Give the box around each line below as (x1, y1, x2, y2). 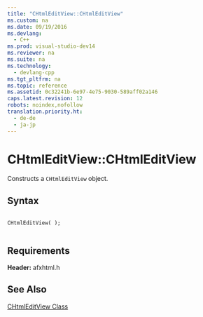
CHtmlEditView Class (7, 302, 69, 311)
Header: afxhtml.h (7, 264, 61, 272)
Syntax (7, 194, 39, 207)
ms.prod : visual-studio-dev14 (7, 43, 96, 50)
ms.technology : (7, 62, 52, 69)
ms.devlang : (7, 29, 42, 37)
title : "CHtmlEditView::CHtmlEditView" (7, 10, 124, 18)
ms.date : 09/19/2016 (7, 23, 68, 30)
